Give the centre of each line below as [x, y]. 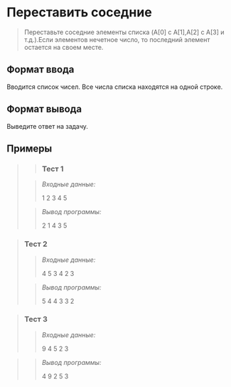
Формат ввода [41, 69]
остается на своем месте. [64, 47]
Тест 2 [36, 244]
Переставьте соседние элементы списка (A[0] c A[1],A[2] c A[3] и [124, 32]
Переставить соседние [79, 12]
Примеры [29, 148]
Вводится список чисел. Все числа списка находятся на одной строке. [115, 87]
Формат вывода [44, 109]
